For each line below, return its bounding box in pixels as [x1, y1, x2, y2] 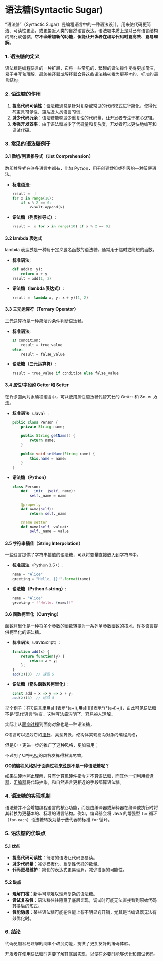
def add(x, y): [12, 267, 43, 272]
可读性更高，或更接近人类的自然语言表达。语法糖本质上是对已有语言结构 [13, 27, 158, 33]
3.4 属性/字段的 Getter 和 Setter [5, 382, 69, 388]
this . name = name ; [30, 456, 67, 461]
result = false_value [21, 352, 65, 357]
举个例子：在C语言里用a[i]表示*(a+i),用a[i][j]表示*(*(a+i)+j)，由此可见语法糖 [5, 705, 157, 711]
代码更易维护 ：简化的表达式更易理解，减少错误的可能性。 [12, 867, 127, 873]
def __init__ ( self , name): [21, 489, 76, 494]
